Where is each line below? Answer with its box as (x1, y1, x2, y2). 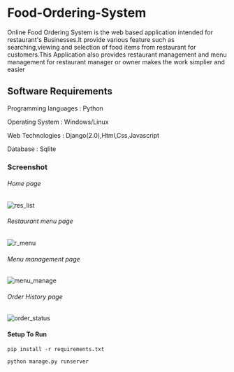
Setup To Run (7, 330, 47, 338)
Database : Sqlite (7, 145, 57, 153)
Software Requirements (7, 85, 113, 97)
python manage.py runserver (7, 358, 89, 365)
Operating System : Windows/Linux (7, 117, 109, 126)
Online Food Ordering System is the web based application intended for (7, 28, 214, 36)
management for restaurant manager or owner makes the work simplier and (7, 57, 226, 66)
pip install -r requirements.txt (7, 345, 105, 352)
